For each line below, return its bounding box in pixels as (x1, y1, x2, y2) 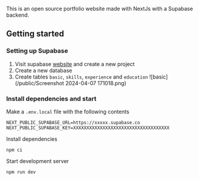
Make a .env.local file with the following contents (6, 108, 130, 115)
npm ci (6, 147, 23, 153)
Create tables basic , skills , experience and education (14, 73, 148, 80)
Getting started (6, 29, 65, 39)
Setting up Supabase (6, 47, 69, 55)
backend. (6, 11, 29, 19)
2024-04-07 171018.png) (65, 79, 127, 86)
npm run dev (6, 169, 36, 175)
